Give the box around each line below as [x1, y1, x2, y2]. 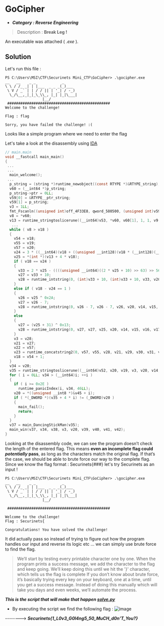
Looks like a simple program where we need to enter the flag [5, 131, 127, 136]
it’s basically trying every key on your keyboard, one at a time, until [17, 576, 151, 582]
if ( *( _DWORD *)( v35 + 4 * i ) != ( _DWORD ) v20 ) [14, 395, 115, 400]
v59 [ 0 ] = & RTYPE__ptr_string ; [9, 195, 71, 200]
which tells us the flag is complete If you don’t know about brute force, [17, 571, 160, 577]
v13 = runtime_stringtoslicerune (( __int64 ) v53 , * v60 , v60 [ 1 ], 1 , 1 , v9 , [9, 218, 161, 223]
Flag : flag [5, 113, 29, 118]
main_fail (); [18, 404, 45, 409]
